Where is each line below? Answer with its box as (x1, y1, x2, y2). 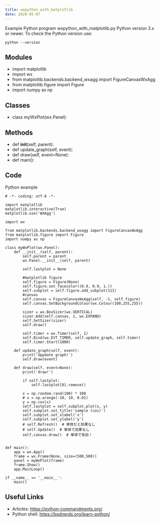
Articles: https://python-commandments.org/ (12, 506, 102, 512)
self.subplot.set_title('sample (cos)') (22, 408, 106, 413)
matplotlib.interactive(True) (5, 206, 67, 211)
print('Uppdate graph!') (22, 352, 73, 357)
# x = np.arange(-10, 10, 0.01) (22, 395, 89, 400)
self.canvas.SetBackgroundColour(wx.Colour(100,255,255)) (22, 301, 143, 306)
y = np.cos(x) (22, 399, 51, 404)
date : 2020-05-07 (5, 12, 40, 17)
